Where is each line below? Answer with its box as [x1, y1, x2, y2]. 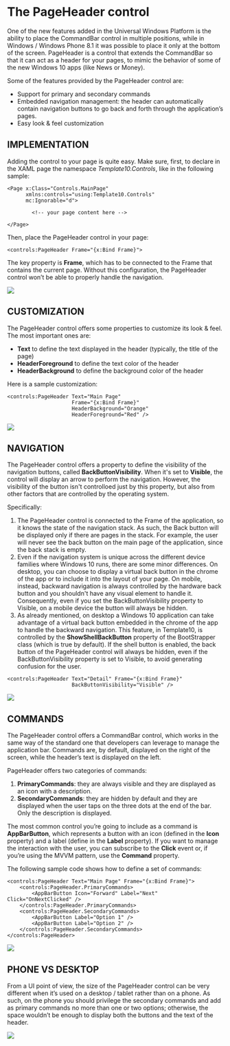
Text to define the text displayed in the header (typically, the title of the [16, 345, 218, 353]
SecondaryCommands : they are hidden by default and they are [16, 794, 198, 803]
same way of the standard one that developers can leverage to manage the [7, 739, 220, 747]
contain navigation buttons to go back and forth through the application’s [16, 104, 224, 113]
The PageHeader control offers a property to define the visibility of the [7, 461, 207, 469]
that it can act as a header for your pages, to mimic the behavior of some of [7, 56, 221, 64]
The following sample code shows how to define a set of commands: [7, 865, 203, 873]
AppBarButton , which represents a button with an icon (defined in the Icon [7, 830, 220, 838]
